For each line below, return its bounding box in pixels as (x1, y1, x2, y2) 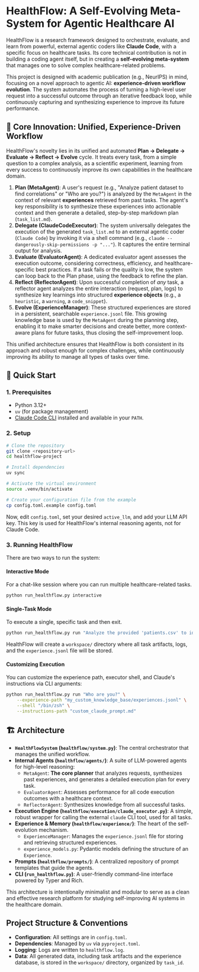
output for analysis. (14, 247, 62, 254)
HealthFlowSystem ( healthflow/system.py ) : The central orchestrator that (14, 744, 189, 751)
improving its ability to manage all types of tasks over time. (6, 353, 150, 360)
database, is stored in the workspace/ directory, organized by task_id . (14, 959, 185, 966)
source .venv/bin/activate (6, 486, 73, 492)
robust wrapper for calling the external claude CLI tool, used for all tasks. (14, 813, 192, 820)
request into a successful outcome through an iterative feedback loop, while (6, 92, 192, 99)
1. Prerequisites (6, 388, 52, 396)
